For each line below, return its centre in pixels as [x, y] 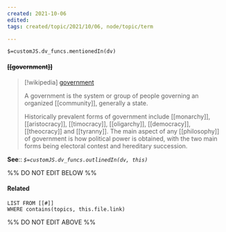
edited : [18, 20]
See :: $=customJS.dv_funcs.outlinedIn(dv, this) [78, 159]
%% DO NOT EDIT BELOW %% [52, 172]
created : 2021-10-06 [37, 14]
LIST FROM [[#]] [31, 203]
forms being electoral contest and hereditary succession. [106, 145]
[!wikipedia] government [59, 82]
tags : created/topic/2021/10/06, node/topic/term [80, 26]
